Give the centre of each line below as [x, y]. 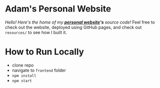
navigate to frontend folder [39, 70]
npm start [22, 81]
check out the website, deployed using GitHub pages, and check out [73, 27]
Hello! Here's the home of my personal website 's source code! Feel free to [80, 22]
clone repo [23, 65]
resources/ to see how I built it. [36, 32]
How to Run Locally [45, 52]
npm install [24, 75]
